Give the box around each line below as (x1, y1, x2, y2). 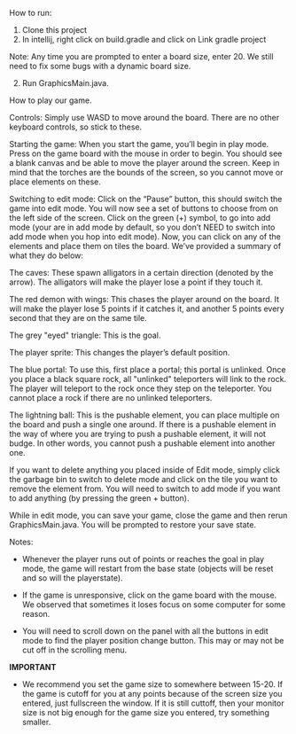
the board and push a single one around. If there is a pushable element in (9, 419, 277, 429)
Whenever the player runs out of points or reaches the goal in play (21, 554, 264, 564)
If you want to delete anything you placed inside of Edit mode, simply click (9, 465, 281, 475)
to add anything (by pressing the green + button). (9, 493, 190, 504)
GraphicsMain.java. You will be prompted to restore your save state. (9, 519, 257, 530)
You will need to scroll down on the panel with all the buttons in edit (21, 626, 269, 636)
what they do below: (9, 250, 84, 261)
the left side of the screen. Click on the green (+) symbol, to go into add (9, 213, 271, 223)
